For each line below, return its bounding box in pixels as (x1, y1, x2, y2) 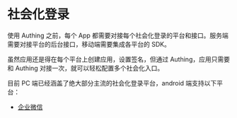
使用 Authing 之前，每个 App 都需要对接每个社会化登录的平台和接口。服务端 (7, 31, 229, 40)
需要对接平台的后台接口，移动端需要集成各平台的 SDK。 (7, 40, 171, 48)
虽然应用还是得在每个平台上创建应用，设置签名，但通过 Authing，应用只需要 (7, 54, 230, 64)
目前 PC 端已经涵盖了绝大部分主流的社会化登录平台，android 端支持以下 (7, 78, 217, 87)
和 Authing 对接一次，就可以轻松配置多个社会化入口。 (7, 64, 164, 72)
